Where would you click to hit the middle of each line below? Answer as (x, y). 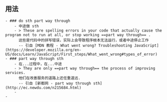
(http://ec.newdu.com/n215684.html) (43, 87)
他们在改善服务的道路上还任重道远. (49, 78)
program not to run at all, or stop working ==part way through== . (78, 35)
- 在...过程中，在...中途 (38, 64)
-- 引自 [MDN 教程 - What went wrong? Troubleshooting (75, 45)
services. (15, 72)
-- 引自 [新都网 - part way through (55, 83)
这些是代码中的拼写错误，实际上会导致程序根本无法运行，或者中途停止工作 (83, 40)
